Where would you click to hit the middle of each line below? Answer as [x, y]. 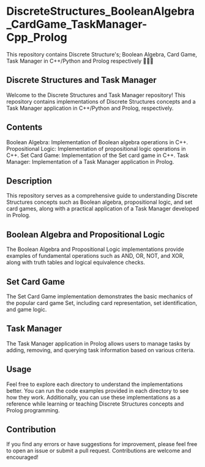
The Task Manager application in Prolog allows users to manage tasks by [99, 343]
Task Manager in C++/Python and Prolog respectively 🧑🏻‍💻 [80, 61]
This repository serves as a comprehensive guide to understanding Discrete [102, 196]
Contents [24, 127]
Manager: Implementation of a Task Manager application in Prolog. [90, 161]
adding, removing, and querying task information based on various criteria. [101, 350]
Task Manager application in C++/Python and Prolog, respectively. [90, 108]
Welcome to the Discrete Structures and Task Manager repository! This [96, 95]
